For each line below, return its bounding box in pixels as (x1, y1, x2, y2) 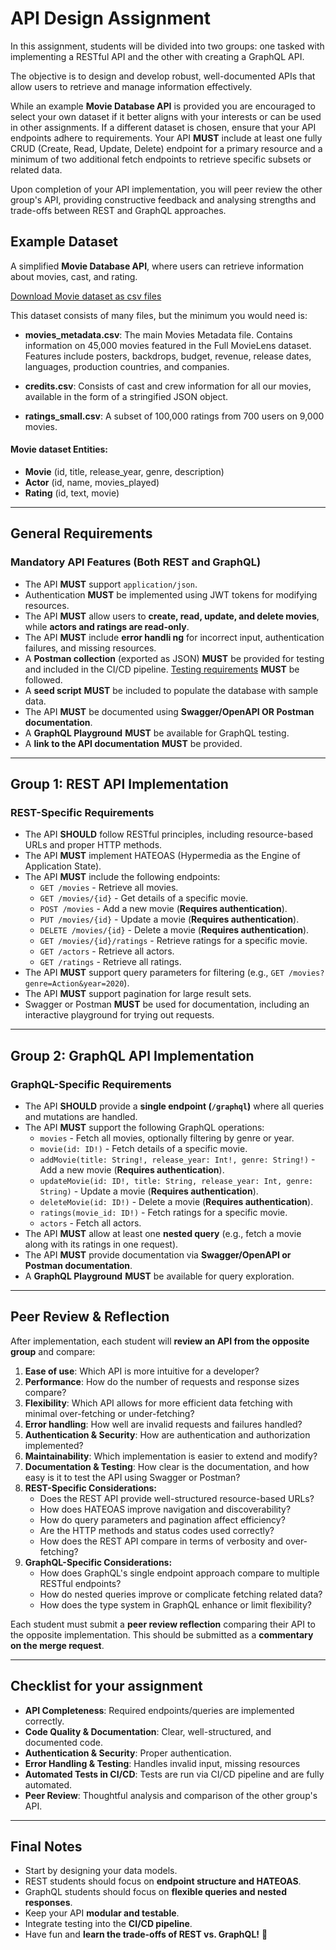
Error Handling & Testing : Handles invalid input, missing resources (24, 1757, 301, 1769)
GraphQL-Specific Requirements (10, 1077, 172, 1091)
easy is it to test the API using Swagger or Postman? (24, 1471, 241, 1483)
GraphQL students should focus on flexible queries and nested (24, 1886, 288, 1898)
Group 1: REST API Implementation (10, 776, 229, 793)
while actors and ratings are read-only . (24, 620, 190, 632)
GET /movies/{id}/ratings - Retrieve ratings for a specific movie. (39, 935, 308, 947)
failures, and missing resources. (24, 642, 157, 654)
